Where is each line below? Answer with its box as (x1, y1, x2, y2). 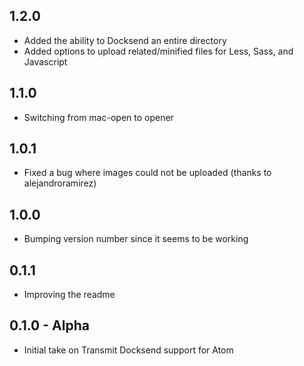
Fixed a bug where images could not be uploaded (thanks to (23, 167, 272, 179)
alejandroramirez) (23, 177, 97, 189)
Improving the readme (23, 289, 116, 301)
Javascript (23, 55, 68, 68)
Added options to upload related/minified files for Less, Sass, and (23, 45, 294, 57)
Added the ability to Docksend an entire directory (23, 34, 227, 46)
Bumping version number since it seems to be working (23, 233, 249, 245)
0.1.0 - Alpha (9, 317, 90, 334)
